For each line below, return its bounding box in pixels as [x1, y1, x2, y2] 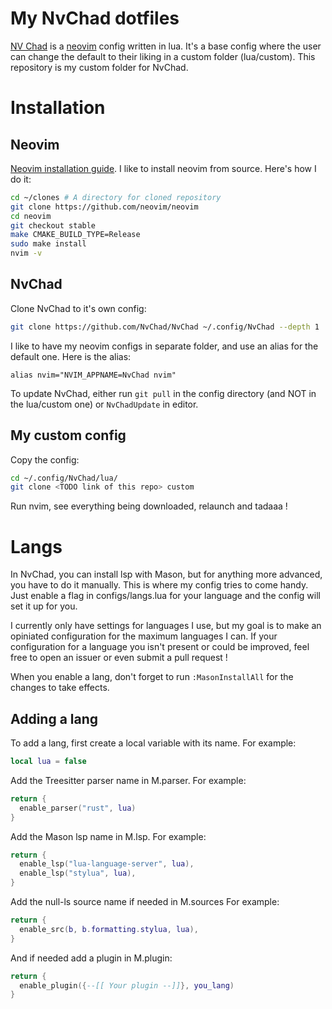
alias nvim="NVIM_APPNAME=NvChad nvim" [10, 370, 177, 380]
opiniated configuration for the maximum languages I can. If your [10, 630, 278, 642]
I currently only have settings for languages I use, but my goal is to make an [10, 620, 322, 632]
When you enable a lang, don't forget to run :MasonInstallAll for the [10, 671, 294, 683]
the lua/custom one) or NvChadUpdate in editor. [10, 398, 199, 410]
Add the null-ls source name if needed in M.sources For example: [10, 896, 280, 908]
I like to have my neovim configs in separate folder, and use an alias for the [10, 340, 319, 352]
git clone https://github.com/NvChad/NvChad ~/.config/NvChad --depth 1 [10, 322, 320, 332]
